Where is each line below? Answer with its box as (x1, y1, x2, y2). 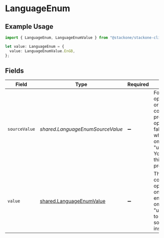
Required (127, 81, 149, 88)
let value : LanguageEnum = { (5, 44, 64, 49)
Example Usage (5, 22, 54, 31)
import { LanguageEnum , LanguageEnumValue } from (5, 35, 108, 40)
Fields (5, 66, 24, 75)
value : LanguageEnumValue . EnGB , (9, 48, 76, 54)
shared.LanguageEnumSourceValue (40, 126, 123, 133)
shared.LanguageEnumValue (40, 198, 106, 205)
